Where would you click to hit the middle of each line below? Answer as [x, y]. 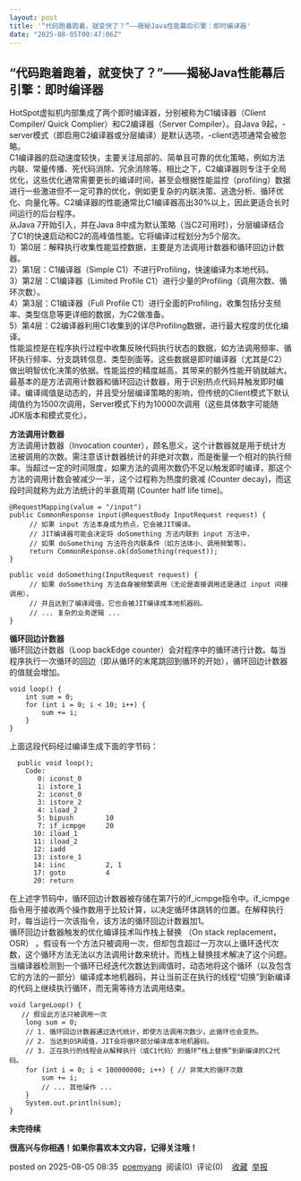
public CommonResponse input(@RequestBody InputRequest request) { [138, 515]
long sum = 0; [52, 1022]
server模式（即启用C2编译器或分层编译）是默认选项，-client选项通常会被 [144, 135]
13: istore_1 [57, 858]
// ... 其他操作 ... [77, 1088]
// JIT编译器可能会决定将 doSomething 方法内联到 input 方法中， [141, 534]
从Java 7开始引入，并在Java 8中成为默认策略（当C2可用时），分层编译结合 [147, 225]
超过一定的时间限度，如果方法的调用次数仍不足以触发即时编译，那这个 [162, 468]
